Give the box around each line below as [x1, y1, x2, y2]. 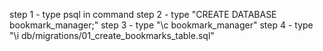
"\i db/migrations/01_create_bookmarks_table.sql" [9, 30, 215, 41]
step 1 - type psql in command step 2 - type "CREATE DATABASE [9, 9, 277, 20]
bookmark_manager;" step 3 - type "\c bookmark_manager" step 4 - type [9, 19, 314, 31]
